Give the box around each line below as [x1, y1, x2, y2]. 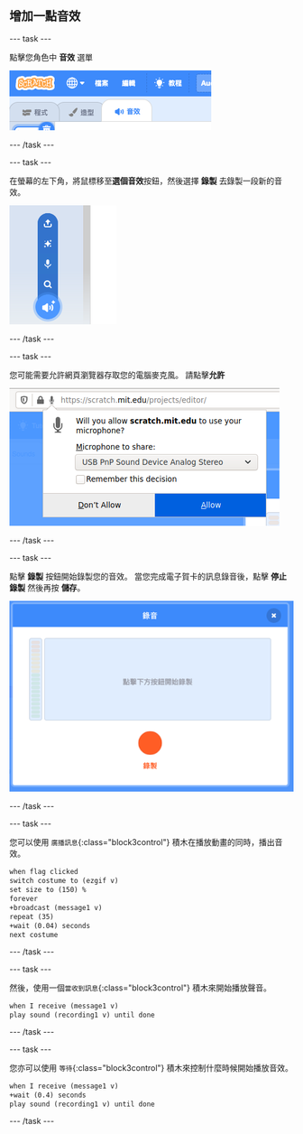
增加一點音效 [9, 8, 81, 24]
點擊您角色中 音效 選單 [9, 51, 93, 62]
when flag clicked [9, 867, 78, 876]
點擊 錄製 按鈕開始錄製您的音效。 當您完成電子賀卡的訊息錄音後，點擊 [9, 571, 269, 581]
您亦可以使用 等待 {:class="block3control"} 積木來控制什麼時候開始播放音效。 [9, 1062, 293, 1073]
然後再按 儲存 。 [26, 581, 86, 593]
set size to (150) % [9, 885, 87, 894]
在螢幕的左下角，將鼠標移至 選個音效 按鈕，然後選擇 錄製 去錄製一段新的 [9, 175, 275, 186]
